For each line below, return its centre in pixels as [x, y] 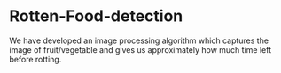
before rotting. [35, 59]
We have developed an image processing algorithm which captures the [139, 40]
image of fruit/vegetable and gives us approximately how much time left [140, 49]
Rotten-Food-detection [96, 16]
